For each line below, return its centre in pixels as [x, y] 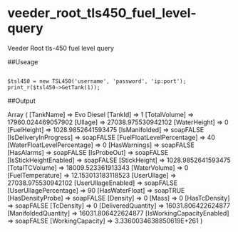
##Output [21, 101]
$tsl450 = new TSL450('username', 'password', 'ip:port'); [97, 81]
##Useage [23, 61]
